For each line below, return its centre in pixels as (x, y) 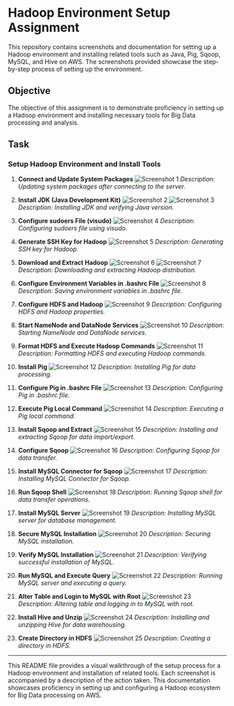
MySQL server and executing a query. (72, 583)
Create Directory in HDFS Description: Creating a (114, 639)
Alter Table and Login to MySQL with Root (79, 597)
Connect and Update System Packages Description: (116, 179)
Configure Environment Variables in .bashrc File (89, 284)
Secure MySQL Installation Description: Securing (114, 534)
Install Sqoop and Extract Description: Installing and (118, 430)
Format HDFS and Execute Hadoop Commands (86, 346)
